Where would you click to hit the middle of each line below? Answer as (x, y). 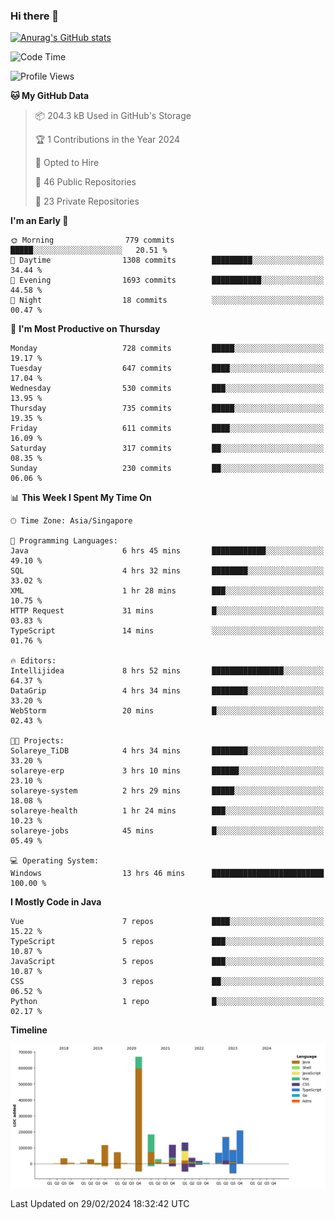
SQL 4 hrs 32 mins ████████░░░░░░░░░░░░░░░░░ (167, 571)
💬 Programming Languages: (64, 541)
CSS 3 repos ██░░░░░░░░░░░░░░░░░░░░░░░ (167, 982)
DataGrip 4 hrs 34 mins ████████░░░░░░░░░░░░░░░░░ (167, 691)
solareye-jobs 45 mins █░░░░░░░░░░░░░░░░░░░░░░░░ (167, 831)
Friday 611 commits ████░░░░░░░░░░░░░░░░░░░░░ (167, 429)
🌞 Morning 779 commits (92, 240)
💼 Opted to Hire (67, 163)
